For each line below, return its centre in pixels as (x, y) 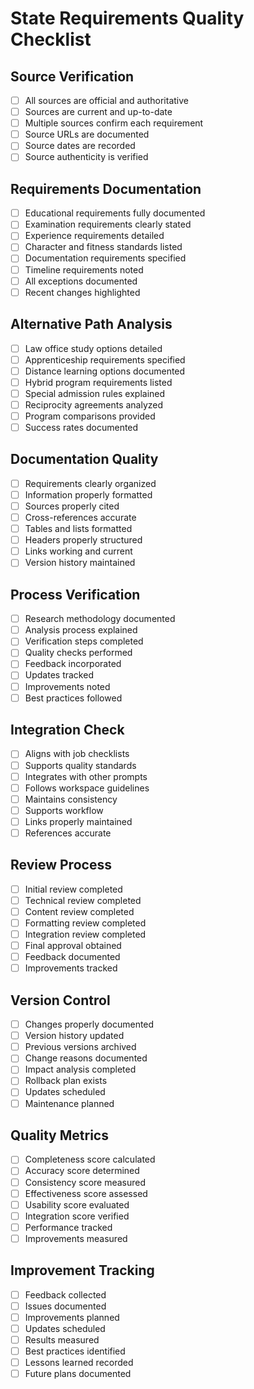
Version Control (60, 1000)
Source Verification (72, 76)
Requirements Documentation (106, 188)
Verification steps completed (84, 641)
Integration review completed (85, 934)
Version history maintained (80, 563)
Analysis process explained (81, 630)
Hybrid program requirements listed (98, 382)
